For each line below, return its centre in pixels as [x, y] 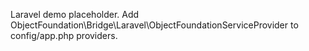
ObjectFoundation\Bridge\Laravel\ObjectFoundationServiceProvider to [154, 25]
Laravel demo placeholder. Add [75, 14]
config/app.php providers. [64, 35]
